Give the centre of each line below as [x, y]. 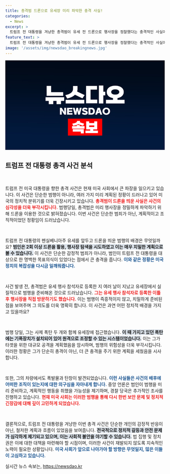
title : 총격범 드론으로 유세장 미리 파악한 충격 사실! [54, 11]
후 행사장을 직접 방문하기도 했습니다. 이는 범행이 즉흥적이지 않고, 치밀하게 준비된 [84, 299]
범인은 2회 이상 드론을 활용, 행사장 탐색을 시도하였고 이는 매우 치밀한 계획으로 [88, 247]
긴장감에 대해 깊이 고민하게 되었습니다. [43, 403]
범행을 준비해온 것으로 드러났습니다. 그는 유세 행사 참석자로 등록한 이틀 [92, 293]
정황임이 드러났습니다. [49, 220]
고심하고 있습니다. [28, 456]
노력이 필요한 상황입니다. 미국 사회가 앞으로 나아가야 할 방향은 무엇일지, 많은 [79, 449]
